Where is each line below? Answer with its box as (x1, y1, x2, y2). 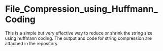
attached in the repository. (5, 40, 59, 46)
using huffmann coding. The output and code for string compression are (5, 35, 152, 41)
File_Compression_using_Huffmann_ (5, 3, 158, 15)
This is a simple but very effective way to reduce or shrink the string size (5, 30, 153, 36)
